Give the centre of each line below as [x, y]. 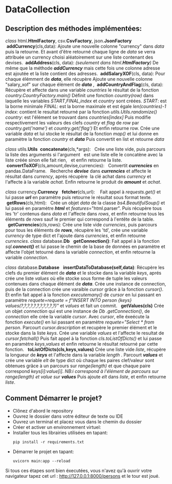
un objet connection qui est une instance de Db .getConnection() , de [78, 311]
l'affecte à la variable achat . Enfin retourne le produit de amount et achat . [83, 182]
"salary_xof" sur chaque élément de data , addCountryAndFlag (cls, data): [84, 84]
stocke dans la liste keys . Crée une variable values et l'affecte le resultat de [85, 333]
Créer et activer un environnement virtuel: [57, 427]
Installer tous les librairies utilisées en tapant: [60, 433]
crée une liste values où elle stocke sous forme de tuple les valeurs [76, 278]
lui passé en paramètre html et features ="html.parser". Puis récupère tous [84, 208]
